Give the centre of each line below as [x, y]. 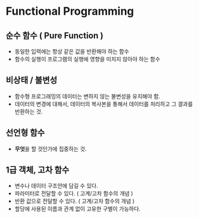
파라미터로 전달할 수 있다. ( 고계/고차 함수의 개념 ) [74, 193]
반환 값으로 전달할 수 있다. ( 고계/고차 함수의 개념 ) [75, 201]
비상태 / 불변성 [32, 80]
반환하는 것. [29, 111]
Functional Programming [70, 11]
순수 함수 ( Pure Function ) [54, 35]
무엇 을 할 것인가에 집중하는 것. [51, 149]
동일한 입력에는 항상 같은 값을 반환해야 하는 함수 [72, 51]
